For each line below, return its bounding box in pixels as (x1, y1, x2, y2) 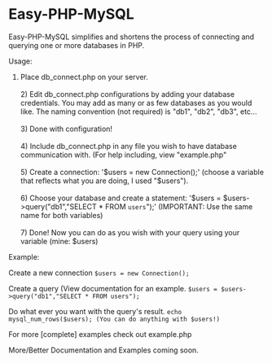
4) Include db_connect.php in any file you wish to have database (20, 141, 238, 151)
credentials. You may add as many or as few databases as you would (20, 98, 252, 107)
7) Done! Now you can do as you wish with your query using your (20, 227, 240, 237)
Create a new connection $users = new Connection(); (8, 268, 190, 278)
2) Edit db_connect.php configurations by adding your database (20, 89, 235, 98)
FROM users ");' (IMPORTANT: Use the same (104, 201, 253, 212)
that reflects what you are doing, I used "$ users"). (20, 176, 189, 186)
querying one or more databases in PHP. (8, 40, 145, 50)
